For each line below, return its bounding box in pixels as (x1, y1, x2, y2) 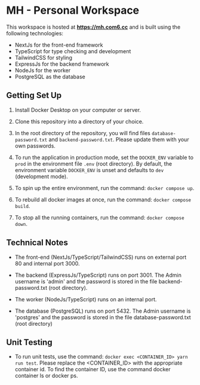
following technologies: (6, 29, 64, 36)
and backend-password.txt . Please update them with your (48, 136, 189, 143)
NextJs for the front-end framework (14, 41, 103, 48)
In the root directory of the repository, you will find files (14, 129, 150, 136)
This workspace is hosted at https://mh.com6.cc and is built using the (6, 23, 181, 30)
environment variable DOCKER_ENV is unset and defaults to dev (14, 166, 164, 173)
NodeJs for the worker (14, 66, 71, 74)
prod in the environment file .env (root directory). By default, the (14, 160, 172, 167)
